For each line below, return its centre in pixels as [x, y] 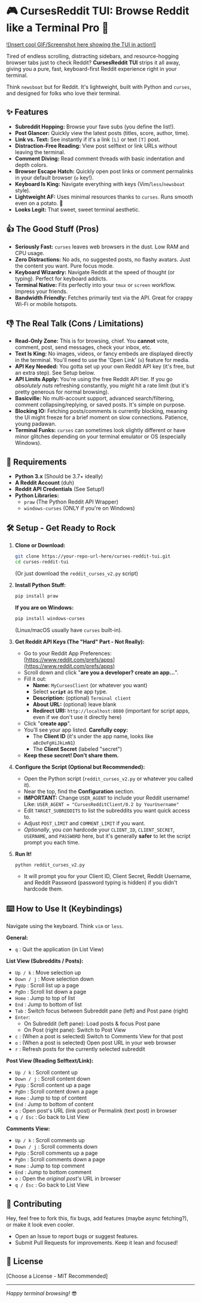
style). [23, 190]
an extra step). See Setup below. [55, 373]
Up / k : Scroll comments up [50, 1140]
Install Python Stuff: [40, 585]
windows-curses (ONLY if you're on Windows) [79, 508]
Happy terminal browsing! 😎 [42, 1293]
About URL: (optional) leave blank [74, 704]
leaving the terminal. [40, 152]
